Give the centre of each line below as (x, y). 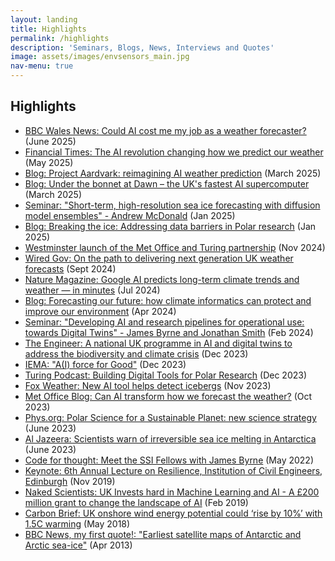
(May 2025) (49, 162)
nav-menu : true (42, 66)
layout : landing (44, 19)
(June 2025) (50, 141)
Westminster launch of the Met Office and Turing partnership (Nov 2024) (175, 247)
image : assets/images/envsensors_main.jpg (100, 57)
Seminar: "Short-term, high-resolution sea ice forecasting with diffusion (172, 205)
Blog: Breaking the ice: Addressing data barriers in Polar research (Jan (170, 226)
